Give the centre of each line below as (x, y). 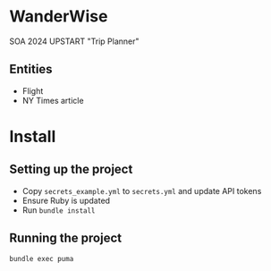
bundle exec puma (42, 258)
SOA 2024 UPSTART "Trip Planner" (75, 41)
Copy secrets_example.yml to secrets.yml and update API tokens (142, 191)
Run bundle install (59, 210)
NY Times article (53, 100)
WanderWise (59, 17)
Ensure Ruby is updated (66, 200)
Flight (33, 90)
